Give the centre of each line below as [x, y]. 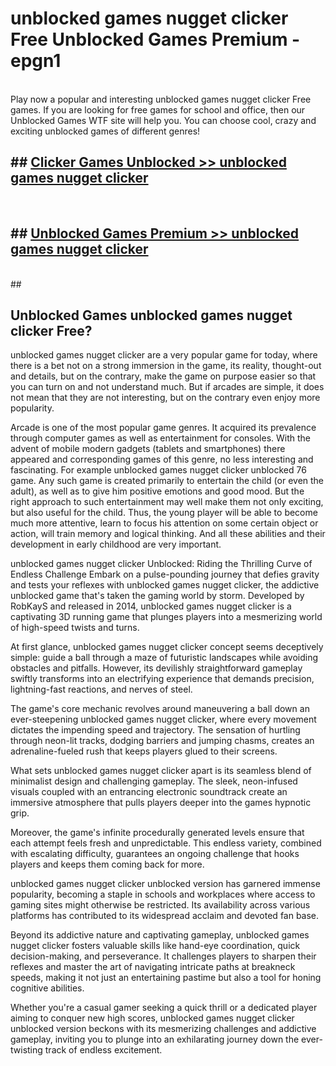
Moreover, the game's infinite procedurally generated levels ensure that [157, 833]
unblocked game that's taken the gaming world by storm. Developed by [157, 596]
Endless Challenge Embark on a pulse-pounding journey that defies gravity [165, 574]
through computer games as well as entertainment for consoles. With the [161, 438]
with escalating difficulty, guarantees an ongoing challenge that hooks [155, 854]
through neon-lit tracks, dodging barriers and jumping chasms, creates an [162, 741]
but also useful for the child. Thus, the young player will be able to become [164, 513]
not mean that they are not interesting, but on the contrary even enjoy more [165, 398]
